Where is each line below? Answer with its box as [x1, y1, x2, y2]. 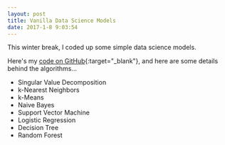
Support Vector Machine [17, 108, 90, 117]
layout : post [7, 10, 46, 18]
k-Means [17, 93, 44, 102]
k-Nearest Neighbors [17, 86, 80, 95]
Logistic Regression [17, 116, 76, 124]
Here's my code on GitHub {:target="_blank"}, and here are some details [7, 57, 219, 65]
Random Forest [17, 131, 63, 139]
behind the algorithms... [7, 65, 77, 73]
